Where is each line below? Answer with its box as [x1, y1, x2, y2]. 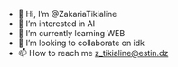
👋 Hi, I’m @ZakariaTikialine [17, 9, 117, 19]
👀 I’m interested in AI [17, 18, 96, 29]
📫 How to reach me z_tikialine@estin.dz [17, 48, 169, 58]
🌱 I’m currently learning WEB [17, 28, 126, 38]
